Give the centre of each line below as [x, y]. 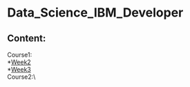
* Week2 [19, 62]
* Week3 [19, 69]
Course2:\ [21, 77]
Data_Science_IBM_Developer [95, 13]
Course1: [20, 55]
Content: [27, 38]
